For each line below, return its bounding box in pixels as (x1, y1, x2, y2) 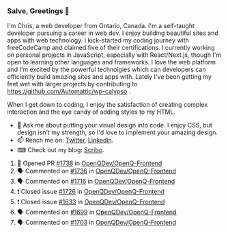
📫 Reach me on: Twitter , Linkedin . (16, 136, 114, 145)
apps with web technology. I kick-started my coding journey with (7, 36, 189, 45)
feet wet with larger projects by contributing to (7, 80, 138, 88)
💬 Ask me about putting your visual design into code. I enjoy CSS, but (16, 121, 213, 130)
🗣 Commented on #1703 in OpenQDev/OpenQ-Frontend (16, 219, 176, 227)
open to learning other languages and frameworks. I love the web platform (7, 58, 216, 66)
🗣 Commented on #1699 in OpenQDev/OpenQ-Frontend (16, 208, 177, 217)
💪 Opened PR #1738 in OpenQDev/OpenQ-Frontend (16, 159, 162, 167)
